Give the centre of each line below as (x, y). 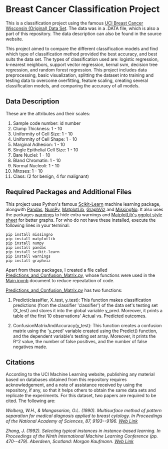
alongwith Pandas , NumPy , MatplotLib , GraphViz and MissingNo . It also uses (84, 209)
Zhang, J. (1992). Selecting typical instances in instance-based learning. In (83, 431)
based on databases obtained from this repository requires (66, 380)
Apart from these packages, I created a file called (57, 270)
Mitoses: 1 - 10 (28, 171)
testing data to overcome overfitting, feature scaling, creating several (77, 80)
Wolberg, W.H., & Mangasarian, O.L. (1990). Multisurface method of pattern (84, 411)
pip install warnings (28, 256)
